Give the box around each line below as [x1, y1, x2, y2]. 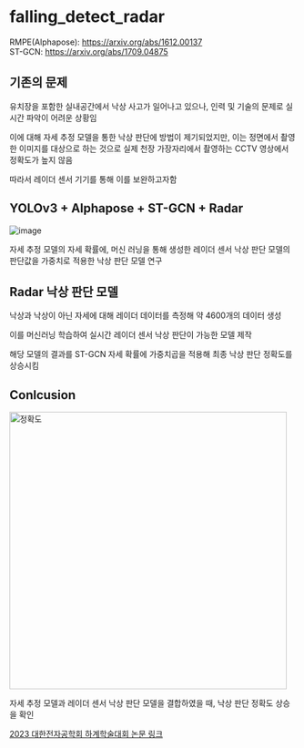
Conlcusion [9, 387, 76, 403]
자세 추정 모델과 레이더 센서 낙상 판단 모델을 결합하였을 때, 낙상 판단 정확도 [9, 698, 274, 709]
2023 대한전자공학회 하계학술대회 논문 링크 [9, 729, 164, 740]
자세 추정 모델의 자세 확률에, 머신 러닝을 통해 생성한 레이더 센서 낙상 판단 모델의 [9, 243, 291, 254]
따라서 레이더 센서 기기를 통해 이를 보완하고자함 [9, 173, 177, 184]
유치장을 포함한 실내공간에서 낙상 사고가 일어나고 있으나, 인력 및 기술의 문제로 [9, 100, 284, 111]
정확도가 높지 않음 [9, 154, 73, 165]
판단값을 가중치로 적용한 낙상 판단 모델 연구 [9, 255, 163, 266]
